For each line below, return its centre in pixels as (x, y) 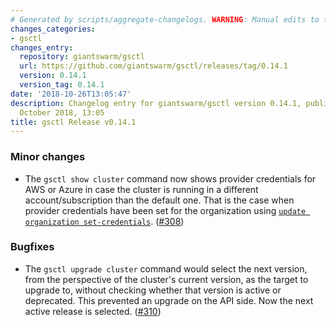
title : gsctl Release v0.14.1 (73, 122)
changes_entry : (42, 47)
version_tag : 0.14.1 (62, 85)
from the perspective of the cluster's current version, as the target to (166, 279)
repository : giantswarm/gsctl (82, 57)
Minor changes (48, 157)
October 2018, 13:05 (62, 112)
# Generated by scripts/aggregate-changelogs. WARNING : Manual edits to (165, 19)
